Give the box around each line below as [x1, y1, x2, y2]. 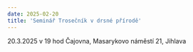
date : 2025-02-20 [7, 10, 59, 18]
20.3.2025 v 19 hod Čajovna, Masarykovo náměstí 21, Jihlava [7, 36, 187, 45]
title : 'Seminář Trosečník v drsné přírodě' [7, 17, 142, 24]
